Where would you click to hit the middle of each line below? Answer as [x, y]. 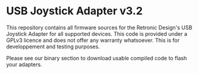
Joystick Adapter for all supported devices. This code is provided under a [97, 33]
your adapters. [24, 64]
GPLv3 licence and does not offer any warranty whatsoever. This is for [93, 40]
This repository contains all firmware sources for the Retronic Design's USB [99, 27]
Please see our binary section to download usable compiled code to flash [97, 58]
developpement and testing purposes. [53, 47]
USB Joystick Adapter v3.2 [74, 11]
